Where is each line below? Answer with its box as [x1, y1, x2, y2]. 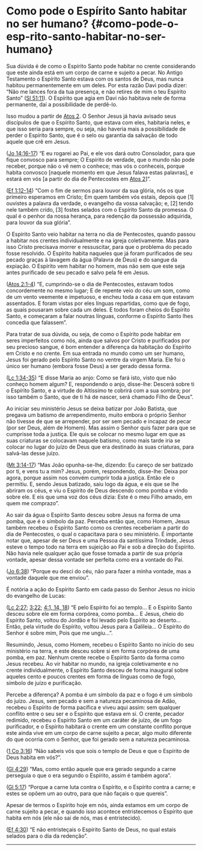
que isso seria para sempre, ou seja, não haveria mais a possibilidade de [6, 125, 186, 132]
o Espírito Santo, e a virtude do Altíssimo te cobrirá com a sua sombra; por [6, 387, 191, 394]
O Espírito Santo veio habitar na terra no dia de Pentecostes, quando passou [6, 230, 196, 238]
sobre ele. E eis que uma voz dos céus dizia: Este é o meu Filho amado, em [6, 493, 192, 500]
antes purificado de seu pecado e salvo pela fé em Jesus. [6, 269, 150, 276]
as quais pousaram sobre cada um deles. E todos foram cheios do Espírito [6, 306, 191, 313]
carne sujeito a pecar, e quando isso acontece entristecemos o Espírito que [6, 808, 194, 815]
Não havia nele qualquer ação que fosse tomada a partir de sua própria [6, 549, 183, 557]
